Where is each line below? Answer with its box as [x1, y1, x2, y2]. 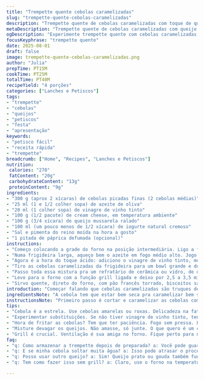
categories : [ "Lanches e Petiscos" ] [6, 88, 99, 94]
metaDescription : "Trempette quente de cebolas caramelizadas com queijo [6, 26, 197, 32]
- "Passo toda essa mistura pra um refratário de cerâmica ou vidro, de [6, 269, 194, 275]
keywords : [6, 133, 32, 140]
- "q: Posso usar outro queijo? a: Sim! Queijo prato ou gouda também [6, 354, 189, 360]
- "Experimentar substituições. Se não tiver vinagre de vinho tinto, [6, 314, 189, 320]
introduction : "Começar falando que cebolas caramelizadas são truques [6, 286, 191, 292]
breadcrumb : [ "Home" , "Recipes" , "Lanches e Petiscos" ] [6, 156, 151, 162]
